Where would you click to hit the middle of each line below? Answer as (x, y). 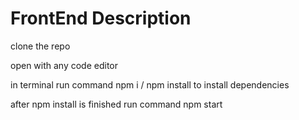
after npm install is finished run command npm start (116, 104)
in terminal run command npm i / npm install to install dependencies (150, 84)
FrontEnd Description (101, 18)
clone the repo (40, 46)
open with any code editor (64, 65)
